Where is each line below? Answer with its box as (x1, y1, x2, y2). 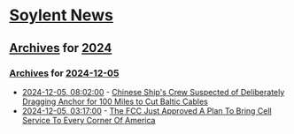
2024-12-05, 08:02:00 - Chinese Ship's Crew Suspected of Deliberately (21, 86, 285, 97)
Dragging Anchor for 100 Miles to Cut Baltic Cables (21, 96, 208, 107)
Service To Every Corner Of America (21, 115, 156, 125)
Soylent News (9, 5, 113, 26)
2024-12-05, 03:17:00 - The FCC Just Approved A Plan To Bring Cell (21, 105, 272, 115)
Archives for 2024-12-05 (9, 67, 120, 79)
